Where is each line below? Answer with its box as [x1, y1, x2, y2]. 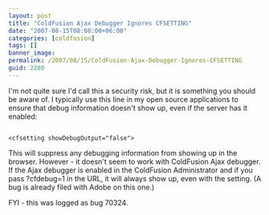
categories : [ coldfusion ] [8, 34, 95, 43]
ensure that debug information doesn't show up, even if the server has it [8, 103, 247, 112]
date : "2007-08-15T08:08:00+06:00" [8, 26, 128, 34]
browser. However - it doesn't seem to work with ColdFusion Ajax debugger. [8, 156, 261, 166]
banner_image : [8, 49, 56, 57]
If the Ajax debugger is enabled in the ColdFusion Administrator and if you [8, 165, 253, 175]
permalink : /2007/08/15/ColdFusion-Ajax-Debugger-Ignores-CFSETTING [8, 57, 243, 65]
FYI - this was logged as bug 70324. [8, 197, 128, 207]
